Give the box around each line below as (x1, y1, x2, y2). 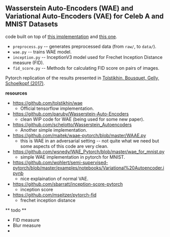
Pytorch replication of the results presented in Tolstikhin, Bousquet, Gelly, (5, 75, 159, 81)
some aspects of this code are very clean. (20, 143, 108, 149)
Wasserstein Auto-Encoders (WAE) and (5, 4, 133, 13)
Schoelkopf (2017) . (5, 80, 45, 86)
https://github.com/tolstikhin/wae (12, 100, 83, 106)
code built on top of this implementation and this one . (5, 33, 118, 40)
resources (5, 90, 27, 96)
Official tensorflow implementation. (20, 105, 94, 111)
